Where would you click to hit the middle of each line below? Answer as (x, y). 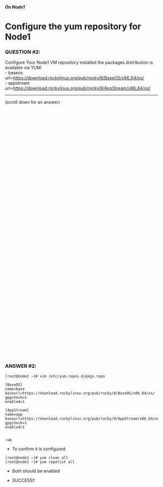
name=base (15, 389)
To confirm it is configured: (39, 449)
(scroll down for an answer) (33, 102)
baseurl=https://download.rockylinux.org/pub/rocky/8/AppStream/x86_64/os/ (83, 419)
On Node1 (15, 7)
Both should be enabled (36, 471)
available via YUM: (24, 68)
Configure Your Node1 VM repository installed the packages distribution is (79, 63)
